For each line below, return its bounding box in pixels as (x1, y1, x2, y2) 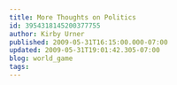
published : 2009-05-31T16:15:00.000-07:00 (9, 37, 168, 47)
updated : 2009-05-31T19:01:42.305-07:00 (9, 46, 161, 55)
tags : (9, 63, 29, 72)
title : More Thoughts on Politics (9, 12, 137, 22)
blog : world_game (9, 54, 73, 63)
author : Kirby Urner (9, 29, 86, 38)
